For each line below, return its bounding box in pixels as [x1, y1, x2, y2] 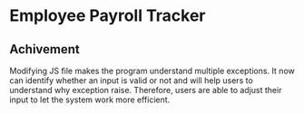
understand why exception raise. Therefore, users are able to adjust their [9, 85, 282, 95]
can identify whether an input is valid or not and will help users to [9, 75, 254, 86]
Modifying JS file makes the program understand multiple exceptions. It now [9, 65, 295, 76]
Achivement [9, 42, 80, 57]
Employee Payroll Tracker [9, 5, 206, 26]
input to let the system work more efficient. [9, 94, 171, 105]
